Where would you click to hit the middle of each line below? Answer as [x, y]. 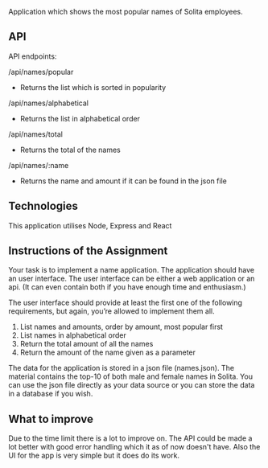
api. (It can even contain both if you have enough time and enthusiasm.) [128, 287]
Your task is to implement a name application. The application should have [132, 270]
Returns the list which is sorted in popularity [93, 87]
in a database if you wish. [51, 394]
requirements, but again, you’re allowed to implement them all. [111, 311]
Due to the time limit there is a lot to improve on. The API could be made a [130, 438]
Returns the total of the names [70, 150]
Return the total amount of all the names [87, 344]
